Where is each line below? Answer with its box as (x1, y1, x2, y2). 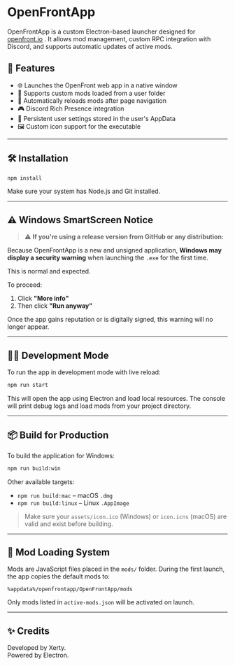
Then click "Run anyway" (17, 302, 93, 310)
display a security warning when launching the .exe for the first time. (7, 253, 208, 262)
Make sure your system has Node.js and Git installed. (7, 187, 161, 196)
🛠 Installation (7, 153, 69, 164)
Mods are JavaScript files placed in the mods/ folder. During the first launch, (7, 565, 225, 574)
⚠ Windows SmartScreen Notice (7, 214, 154, 226)
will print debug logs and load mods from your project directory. (7, 402, 192, 410)
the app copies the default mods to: (7, 572, 111, 581)
